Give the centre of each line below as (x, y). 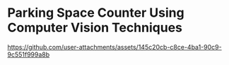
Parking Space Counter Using (96, 13)
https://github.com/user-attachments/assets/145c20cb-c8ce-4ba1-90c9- (114, 47)
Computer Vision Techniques (95, 28)
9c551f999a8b (29, 55)
